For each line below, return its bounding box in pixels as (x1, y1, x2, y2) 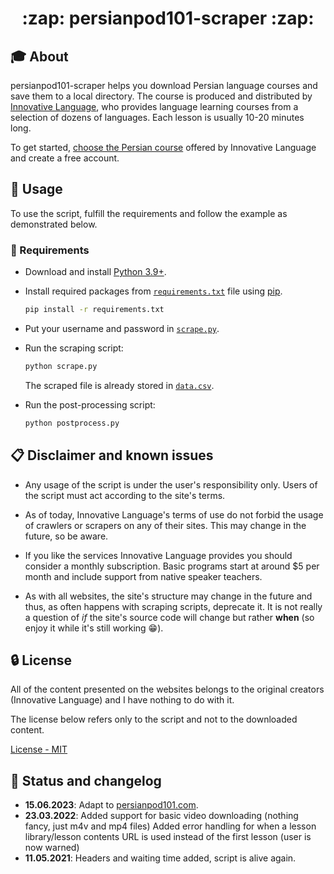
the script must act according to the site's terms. (24, 489, 226, 501)
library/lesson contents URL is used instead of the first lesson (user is (24, 831, 312, 843)
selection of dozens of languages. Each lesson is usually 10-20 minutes (10, 112, 305, 123)
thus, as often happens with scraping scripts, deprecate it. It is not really (24, 600, 323, 612)
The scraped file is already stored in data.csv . (24, 379, 215, 391)
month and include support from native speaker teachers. (24, 570, 263, 582)
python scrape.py (24, 361, 98, 371)
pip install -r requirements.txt (24, 305, 165, 315)
